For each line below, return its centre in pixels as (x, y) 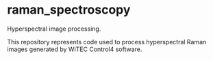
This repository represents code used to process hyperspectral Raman (107, 42)
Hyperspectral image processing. (54, 29)
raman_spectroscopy (69, 10)
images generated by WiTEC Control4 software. (75, 49)
